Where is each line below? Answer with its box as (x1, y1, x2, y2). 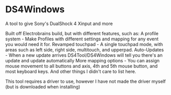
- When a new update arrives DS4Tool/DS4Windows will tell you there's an (5, 52, 163, 58)
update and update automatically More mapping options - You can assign (5, 57, 160, 63)
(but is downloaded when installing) (5, 83, 81, 90)
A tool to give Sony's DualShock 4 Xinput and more (5, 20, 113, 27)
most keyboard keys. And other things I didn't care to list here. (5, 68, 136, 75)
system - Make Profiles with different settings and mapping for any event (5, 36, 159, 42)
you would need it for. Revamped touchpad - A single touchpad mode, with (5, 41, 163, 47)
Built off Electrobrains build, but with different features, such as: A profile (5, 30, 159, 36)
